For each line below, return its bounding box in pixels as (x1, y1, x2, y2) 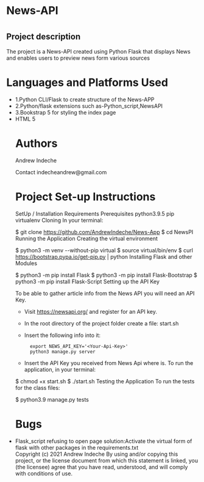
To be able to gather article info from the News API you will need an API (15, 289, 195, 297)
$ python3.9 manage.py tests (15, 395, 90, 403)
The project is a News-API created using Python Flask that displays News (6, 48, 191, 55)
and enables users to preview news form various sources (6, 54, 150, 62)
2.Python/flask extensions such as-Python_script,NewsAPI (15, 102, 163, 110)
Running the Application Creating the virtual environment (15, 235, 158, 242)
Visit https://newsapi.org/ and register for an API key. (24, 308, 157, 315)
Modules (15, 260, 38, 267)
